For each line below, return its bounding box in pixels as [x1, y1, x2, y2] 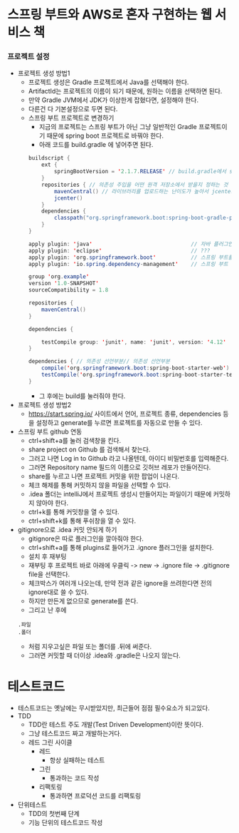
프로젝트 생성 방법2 [17, 400, 72, 409]
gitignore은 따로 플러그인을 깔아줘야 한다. [28, 534, 144, 543]
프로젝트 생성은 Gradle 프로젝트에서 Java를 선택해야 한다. [28, 78, 189, 86]
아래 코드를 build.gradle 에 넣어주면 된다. [38, 140, 154, 149]
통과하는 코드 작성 [49, 773, 100, 782]
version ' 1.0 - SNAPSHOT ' [28, 280, 100, 287]
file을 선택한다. [28, 570, 70, 578]
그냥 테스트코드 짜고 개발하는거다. [28, 729, 122, 737]
